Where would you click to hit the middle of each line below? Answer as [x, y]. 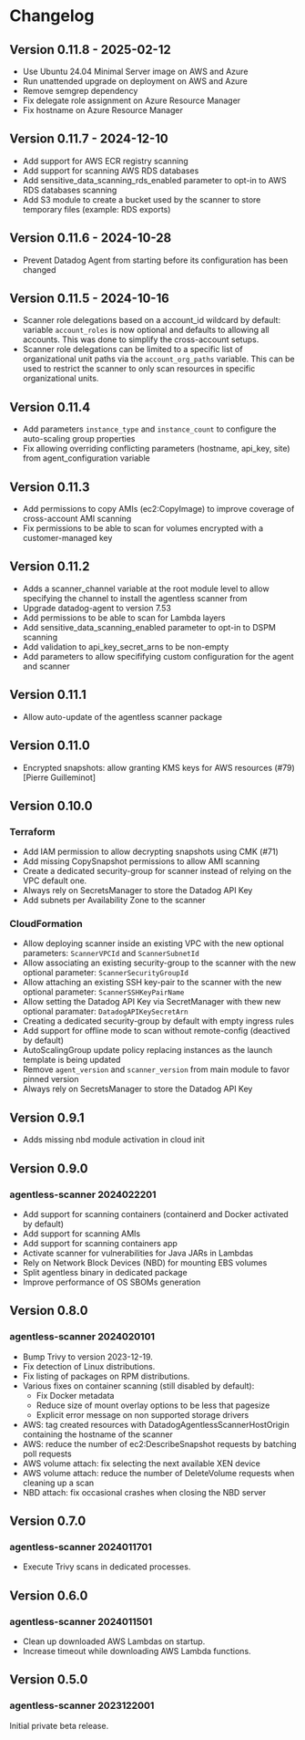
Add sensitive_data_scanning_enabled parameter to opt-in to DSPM [149, 627]
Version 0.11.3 [50, 487]
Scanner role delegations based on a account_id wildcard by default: [151, 320]
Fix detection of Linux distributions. [89, 1366]
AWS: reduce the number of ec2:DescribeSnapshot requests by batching [159, 1443]
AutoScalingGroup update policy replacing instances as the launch [147, 1050]
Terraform [33, 831]
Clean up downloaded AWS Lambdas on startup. [114, 1641]
